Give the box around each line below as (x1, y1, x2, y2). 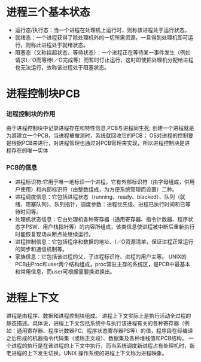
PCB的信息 (6, 163, 38, 172)
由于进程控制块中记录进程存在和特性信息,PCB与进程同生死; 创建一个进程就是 (6, 124, 194, 132)
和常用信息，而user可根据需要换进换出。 (14, 267, 115, 275)
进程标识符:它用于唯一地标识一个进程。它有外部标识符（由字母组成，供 (14, 178, 190, 185)
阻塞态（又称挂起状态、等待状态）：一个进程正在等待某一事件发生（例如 (14, 48, 191, 56)
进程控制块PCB (6, 87, 81, 101)
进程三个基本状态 (6, 5, 91, 19)
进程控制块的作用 (6, 110, 56, 118)
